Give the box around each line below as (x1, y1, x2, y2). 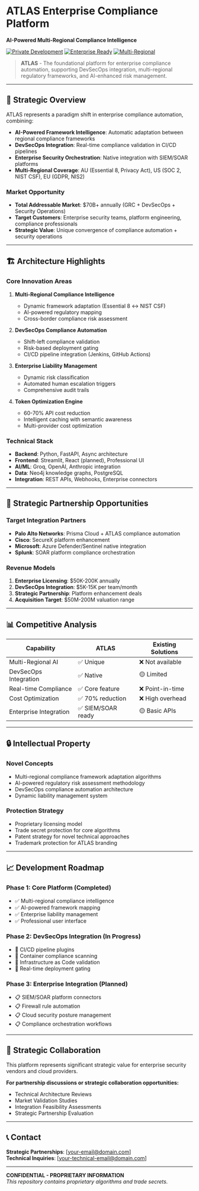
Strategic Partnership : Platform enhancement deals (14, 590, 142, 597)
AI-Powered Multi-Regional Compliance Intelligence (6, 36, 137, 43)
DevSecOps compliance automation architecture (14, 785, 133, 792)
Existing (153, 640, 176, 648)
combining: (6, 117, 34, 124)
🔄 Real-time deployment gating (14, 965, 91, 972)
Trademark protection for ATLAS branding (14, 839, 117, 846)
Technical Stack (6, 437, 53, 445)
